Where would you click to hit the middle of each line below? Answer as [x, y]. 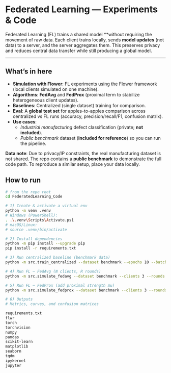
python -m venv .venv [28, 211]
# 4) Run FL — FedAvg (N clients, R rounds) [53, 271]
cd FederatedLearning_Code [34, 197]
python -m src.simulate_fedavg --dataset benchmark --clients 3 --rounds [85, 276]
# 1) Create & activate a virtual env [46, 206]
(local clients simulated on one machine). [56, 89]
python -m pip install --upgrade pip [45, 243]
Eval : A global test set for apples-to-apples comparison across [79, 111]
